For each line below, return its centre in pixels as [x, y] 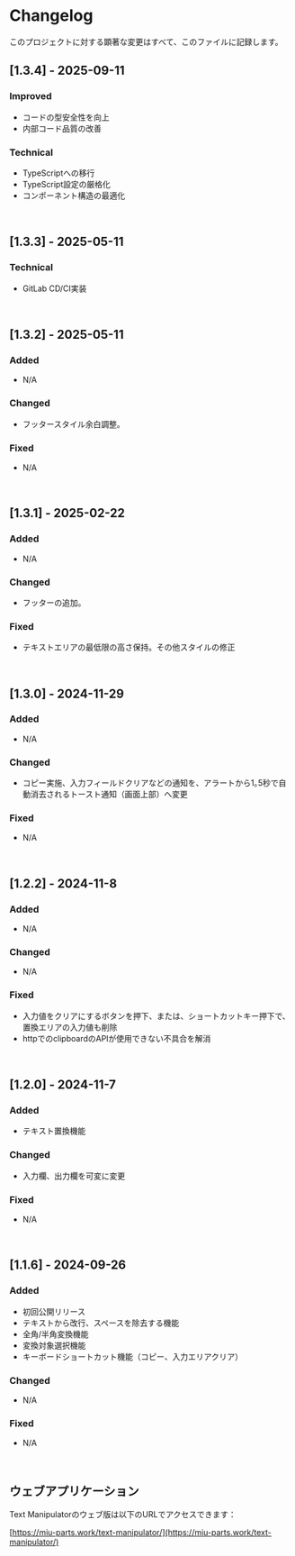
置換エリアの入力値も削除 [70, 1027]
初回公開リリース [54, 1311]
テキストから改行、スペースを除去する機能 [101, 1323]
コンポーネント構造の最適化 [74, 196]
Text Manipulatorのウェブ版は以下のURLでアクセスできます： [123, 1515]
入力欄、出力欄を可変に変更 [74, 1176]
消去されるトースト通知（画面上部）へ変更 [109, 795]
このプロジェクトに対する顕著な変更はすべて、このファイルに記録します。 [146, 41]
